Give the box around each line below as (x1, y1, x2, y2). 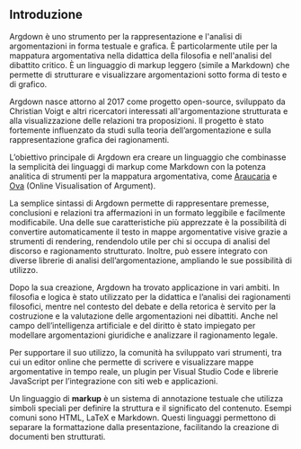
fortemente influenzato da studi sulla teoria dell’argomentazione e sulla (9, 125, 271, 136)
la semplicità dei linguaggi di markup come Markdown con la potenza (9, 161, 267, 172)
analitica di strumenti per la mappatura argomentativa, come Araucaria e (9, 171, 278, 181)
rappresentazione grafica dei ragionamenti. (9, 134, 170, 145)
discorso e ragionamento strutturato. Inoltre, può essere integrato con (9, 245, 268, 256)
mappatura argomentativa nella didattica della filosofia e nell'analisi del (9, 49, 272, 61)
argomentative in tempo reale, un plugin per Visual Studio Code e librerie (9, 365, 279, 376)
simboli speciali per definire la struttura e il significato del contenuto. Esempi (9, 402, 292, 413)
